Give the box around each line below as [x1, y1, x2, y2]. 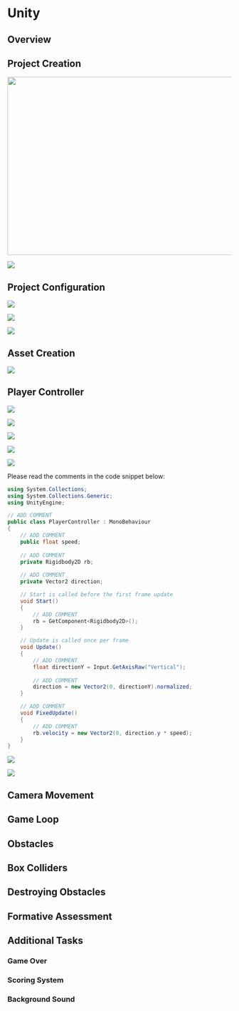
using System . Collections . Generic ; [7, 492, 113, 500]
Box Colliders [7, 861, 68, 874]
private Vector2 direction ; [20, 578, 103, 585]
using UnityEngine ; [7, 499, 65, 506]
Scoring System [7, 975, 64, 985]
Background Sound [7, 994, 75, 1004]
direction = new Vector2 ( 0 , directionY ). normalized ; [33, 683, 193, 691]
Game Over [7, 955, 48, 965]
